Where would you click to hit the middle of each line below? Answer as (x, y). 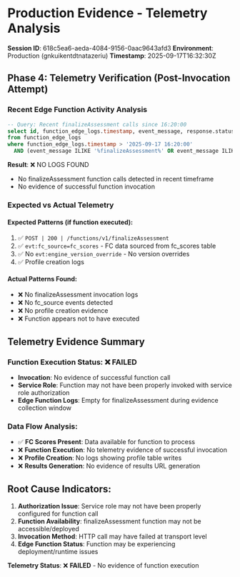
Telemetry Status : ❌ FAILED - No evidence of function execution (103, 566)
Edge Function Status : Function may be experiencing (96, 544)
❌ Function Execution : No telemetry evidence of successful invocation (122, 450)
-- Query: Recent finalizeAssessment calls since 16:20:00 (97, 124)
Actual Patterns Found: (42, 279)
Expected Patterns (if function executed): (70, 222)
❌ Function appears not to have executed (79, 318)
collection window (44, 408)
